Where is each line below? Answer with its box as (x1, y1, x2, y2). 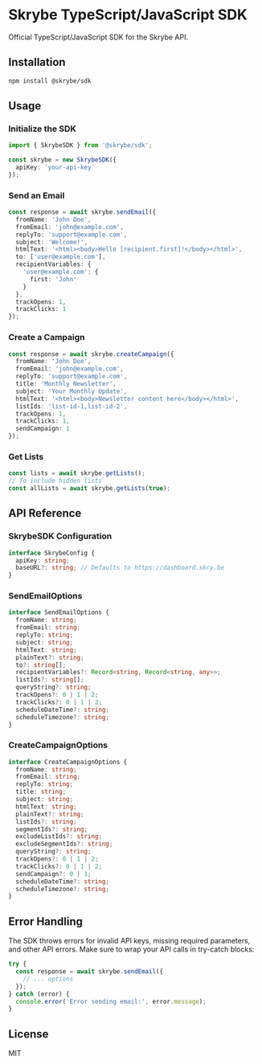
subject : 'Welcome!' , (15, 238, 88, 246)
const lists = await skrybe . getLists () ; (8, 469, 146, 477)
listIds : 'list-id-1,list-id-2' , (15, 402, 128, 411)
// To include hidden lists (8, 477, 103, 485)
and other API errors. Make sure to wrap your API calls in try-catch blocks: (8, 944, 255, 954)
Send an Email (8, 190, 65, 201)
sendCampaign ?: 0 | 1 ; (15, 870, 92, 878)
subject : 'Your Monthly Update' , (15, 387, 128, 395)
